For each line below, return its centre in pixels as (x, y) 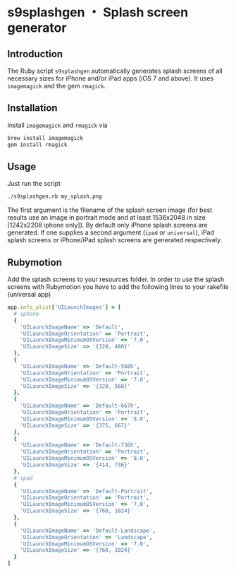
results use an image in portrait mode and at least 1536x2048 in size (106, 218)
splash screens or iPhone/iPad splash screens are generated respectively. (115, 240)
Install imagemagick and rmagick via (57, 125)
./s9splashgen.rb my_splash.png (55, 196)
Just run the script (34, 184)
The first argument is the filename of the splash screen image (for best (110, 210)
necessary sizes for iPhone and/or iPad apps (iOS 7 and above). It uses (111, 78)
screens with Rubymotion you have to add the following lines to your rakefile (118, 287)
